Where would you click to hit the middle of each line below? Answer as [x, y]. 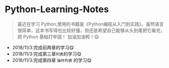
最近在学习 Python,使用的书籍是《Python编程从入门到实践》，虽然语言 [90, 24]
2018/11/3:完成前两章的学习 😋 [43, 47]
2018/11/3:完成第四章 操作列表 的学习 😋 [52, 60]
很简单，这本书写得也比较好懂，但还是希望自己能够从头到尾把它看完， [91, 30]
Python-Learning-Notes [57, 9]
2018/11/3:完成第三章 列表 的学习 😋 [47, 54]
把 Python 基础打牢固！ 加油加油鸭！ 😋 [58, 37]
